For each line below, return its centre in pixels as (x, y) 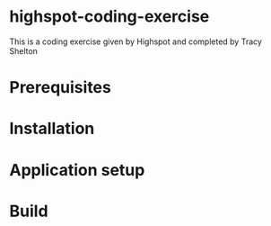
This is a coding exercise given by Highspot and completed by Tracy (136, 41)
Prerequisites (61, 88)
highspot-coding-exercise (109, 17)
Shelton (24, 50)
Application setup (77, 170)
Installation (52, 129)
